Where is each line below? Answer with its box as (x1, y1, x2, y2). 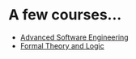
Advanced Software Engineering (19, 32, 129, 42)
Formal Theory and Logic (19, 40, 104, 50)
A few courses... (8, 6, 122, 24)
